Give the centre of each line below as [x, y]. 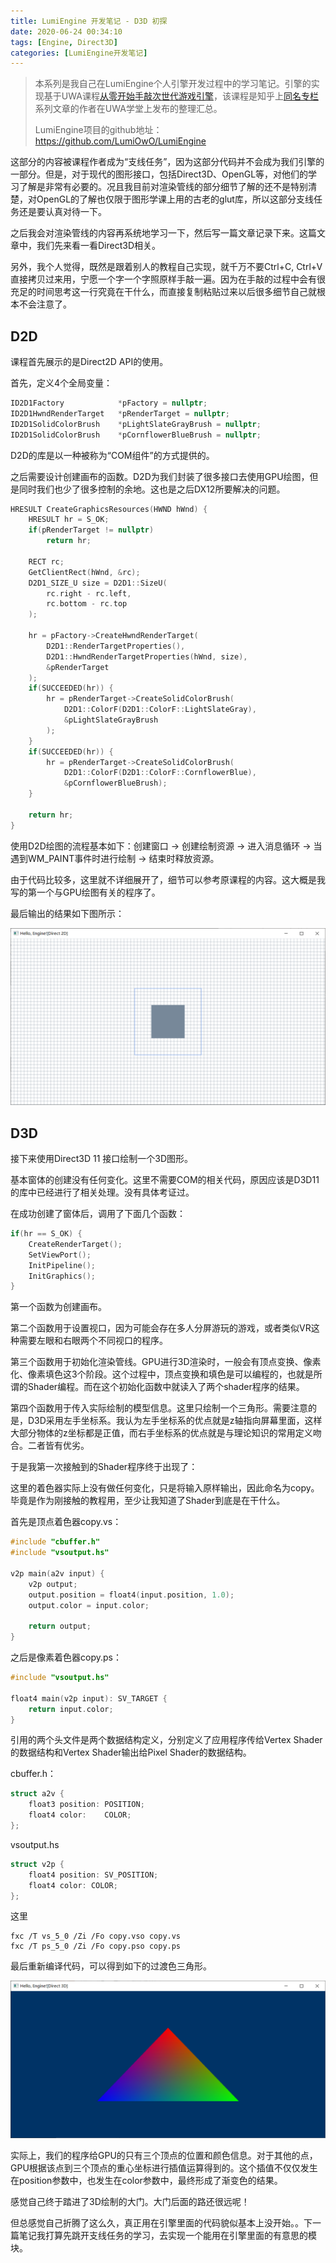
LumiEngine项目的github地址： [98, 130]
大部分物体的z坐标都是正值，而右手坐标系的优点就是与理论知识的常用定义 [161, 1433]
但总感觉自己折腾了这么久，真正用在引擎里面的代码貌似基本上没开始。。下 [161, 2223]
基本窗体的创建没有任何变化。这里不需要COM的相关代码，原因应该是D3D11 [165, 1179]
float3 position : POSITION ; [86, 1805]
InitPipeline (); [62, 1265]
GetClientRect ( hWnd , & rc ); [84, 572]
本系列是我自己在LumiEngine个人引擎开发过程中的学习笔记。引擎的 [173, 84]
